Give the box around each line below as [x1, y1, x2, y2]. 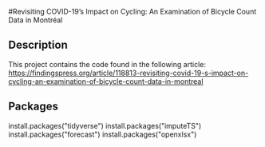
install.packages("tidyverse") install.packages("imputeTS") [8, 121, 202, 130]
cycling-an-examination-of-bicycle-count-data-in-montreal [8, 76, 204, 86]
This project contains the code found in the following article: [8, 59, 206, 69]
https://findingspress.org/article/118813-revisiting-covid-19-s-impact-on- [8, 68, 249, 77]
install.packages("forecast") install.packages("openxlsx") [8, 129, 197, 139]
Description [8, 38, 68, 52]
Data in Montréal [8, 15, 63, 25]
